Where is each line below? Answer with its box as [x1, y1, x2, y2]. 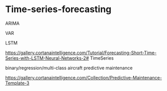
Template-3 [5, 80, 29, 86]
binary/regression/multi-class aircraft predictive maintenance [5, 65, 133, 71]
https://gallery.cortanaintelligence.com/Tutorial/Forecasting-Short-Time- [5, 50, 157, 56]
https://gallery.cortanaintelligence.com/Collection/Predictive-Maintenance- [5, 74, 162, 80]
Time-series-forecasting [5, 4, 112, 15]
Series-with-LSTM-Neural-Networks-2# [5, 55, 90, 61]
